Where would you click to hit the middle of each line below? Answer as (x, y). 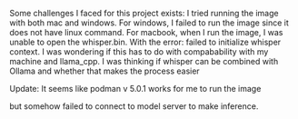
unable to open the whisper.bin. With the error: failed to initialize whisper (145, 42)
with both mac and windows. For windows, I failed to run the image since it (149, 23)
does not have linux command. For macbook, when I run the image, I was (146, 32)
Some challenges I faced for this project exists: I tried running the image (144, 13)
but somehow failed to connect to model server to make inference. (134, 106)
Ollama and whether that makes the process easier (104, 71)
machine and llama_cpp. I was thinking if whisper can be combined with (144, 61)
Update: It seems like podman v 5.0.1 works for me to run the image (135, 89)
